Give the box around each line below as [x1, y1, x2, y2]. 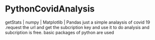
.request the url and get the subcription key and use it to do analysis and [5, 24, 150, 30]
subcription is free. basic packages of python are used [5, 29, 114, 35]
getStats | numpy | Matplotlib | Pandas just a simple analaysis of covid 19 [5, 19, 150, 25]
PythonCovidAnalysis [5, 3, 95, 14]
